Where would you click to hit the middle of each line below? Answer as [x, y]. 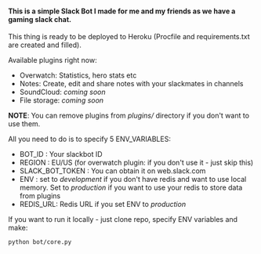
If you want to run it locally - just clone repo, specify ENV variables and [123, 220]
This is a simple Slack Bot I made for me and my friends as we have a [122, 11]
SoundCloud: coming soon [62, 92]
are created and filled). [45, 45]
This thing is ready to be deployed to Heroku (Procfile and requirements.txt [129, 37]
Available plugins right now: [53, 60]
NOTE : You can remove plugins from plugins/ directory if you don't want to [129, 116]
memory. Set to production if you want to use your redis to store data [131, 187]
